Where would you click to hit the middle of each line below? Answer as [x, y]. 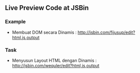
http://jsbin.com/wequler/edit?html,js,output [56, 65]
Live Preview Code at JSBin [47, 8]
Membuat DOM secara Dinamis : [44, 32]
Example [15, 22]
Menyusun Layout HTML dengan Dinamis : [54, 60]
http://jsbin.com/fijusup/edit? [106, 32]
